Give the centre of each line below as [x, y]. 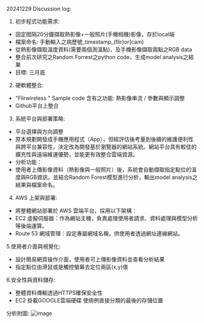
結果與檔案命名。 [37, 185]
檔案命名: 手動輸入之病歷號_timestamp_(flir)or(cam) [79, 42]
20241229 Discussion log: [39, 9]
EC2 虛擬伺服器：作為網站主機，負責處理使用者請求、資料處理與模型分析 [106, 218]
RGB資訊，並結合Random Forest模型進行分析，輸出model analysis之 [112, 177]
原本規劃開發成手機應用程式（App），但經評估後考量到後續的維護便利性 [104, 139]
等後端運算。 [31, 226]
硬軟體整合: [29, 85]
